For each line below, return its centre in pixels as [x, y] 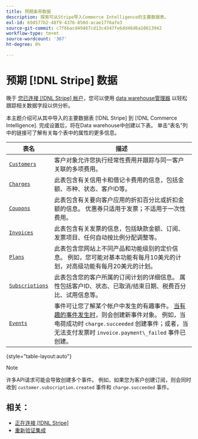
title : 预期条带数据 [29, 11]
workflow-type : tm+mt [33, 34]
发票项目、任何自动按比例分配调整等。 [107, 237]
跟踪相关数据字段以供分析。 [40, 105]
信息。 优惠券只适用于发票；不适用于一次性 [126, 209]
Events [18, 323]
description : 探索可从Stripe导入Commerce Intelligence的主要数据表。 [88, 17]
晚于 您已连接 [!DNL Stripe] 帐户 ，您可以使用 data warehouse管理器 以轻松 [97, 98]
